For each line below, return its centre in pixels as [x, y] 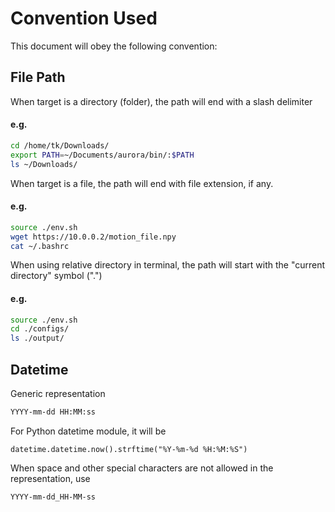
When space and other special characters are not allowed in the [142, 468]
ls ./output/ [37, 338]
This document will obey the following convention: [114, 46]
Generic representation [58, 394]
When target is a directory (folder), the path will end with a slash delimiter [161, 101]
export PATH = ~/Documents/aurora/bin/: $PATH [102, 155]
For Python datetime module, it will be [88, 431]
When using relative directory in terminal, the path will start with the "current [168, 265]
